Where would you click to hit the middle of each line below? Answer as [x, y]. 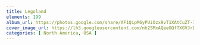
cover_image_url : [28, 28]
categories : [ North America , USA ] [51, 33]
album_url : [20, 22]
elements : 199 [24, 17]
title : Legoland [26, 11]
